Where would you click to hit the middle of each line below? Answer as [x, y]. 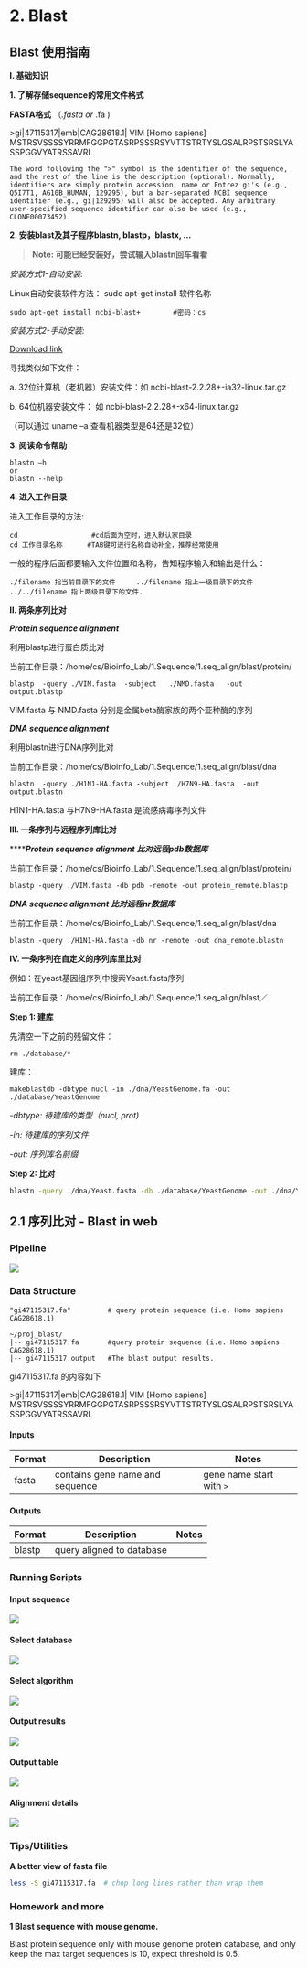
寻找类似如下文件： [46, 368]
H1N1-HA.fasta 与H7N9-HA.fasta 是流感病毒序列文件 [108, 810]
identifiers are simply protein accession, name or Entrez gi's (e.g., [148, 185]
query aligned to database [111, 1550]
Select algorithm [42, 1681]
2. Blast [39, 16]
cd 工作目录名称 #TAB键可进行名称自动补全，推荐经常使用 [114, 545]
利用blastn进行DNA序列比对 [62, 747]
